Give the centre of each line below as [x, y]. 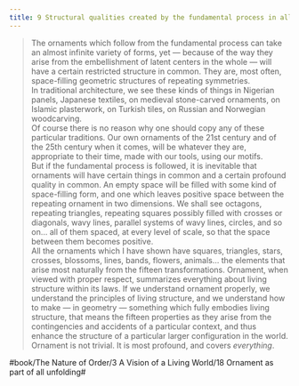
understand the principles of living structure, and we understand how [158, 298]
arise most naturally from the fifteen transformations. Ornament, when [160, 269]
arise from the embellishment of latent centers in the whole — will [151, 61]
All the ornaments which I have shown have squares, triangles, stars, [157, 251]
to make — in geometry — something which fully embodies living [150, 307]
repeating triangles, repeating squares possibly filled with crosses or [157, 213]
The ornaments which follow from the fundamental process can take [157, 43]
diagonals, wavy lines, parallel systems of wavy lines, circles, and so [157, 222]
